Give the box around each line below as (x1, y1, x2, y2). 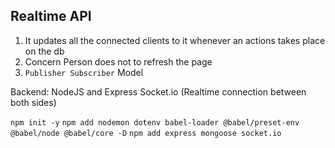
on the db (24, 45, 65, 57)
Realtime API (10, 8, 92, 25)
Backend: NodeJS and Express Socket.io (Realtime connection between (10, 85, 307, 98)
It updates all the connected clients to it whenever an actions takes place (24, 34, 326, 46)
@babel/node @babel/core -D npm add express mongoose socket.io (10, 128, 282, 138)
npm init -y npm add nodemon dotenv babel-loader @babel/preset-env (10, 117, 300, 128)
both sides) (10, 96, 57, 108)
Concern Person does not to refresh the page (24, 55, 213, 68)
